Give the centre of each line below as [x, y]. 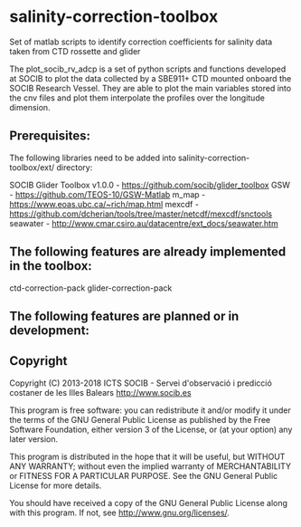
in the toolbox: [51, 266]
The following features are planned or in [124, 316]
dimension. [30, 107]
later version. [34, 439]
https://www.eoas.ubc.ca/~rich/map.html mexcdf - [104, 204]
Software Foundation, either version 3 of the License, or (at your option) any [151, 429]
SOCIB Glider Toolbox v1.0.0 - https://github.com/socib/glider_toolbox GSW [150, 185]
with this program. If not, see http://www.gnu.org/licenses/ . [120, 513]
